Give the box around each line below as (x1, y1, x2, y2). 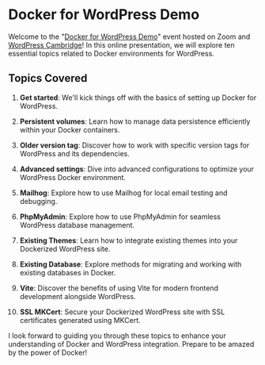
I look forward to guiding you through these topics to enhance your (8, 331, 227, 340)
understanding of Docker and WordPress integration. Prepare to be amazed (8, 339, 255, 348)
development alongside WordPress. (19, 291, 136, 301)
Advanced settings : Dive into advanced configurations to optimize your (19, 164, 255, 174)
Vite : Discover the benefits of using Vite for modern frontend (19, 283, 219, 293)
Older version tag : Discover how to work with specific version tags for (19, 140, 250, 150)
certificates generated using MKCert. (19, 315, 141, 325)
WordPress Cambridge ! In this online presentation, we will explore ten (8, 40, 235, 49)
